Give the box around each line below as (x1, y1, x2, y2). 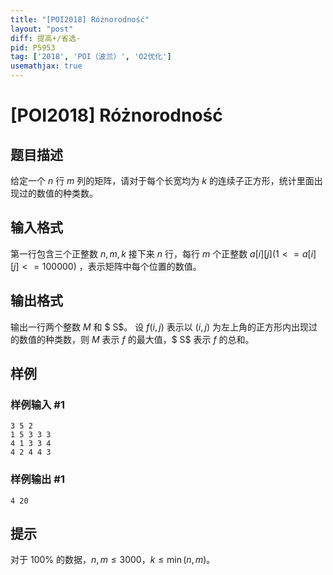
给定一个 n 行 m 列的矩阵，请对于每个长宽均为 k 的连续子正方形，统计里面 (10, 175, 315, 186)
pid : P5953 (10, 42, 56, 53)
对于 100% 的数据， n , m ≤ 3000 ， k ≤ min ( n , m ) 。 (10, 554, 216, 566)
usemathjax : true (10, 61, 83, 71)
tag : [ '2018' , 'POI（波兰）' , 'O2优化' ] (10, 52, 172, 62)
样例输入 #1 (10, 397, 65, 411)
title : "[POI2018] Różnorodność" (10, 14, 150, 25)
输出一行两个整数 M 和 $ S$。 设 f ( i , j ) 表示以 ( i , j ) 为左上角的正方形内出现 (10, 321, 310, 333)
